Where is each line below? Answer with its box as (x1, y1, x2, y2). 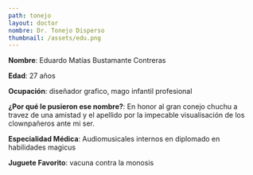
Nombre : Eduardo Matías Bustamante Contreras (8, 56, 166, 65)
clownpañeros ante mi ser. (8, 119, 95, 128)
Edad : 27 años (8, 71, 56, 80)
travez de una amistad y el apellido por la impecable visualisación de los (8, 111, 245, 120)
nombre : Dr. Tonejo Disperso (8, 26, 105, 34)
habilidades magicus (8, 142, 76, 152)
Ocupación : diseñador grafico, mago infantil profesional (8, 87, 193, 96)
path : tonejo (8, 11, 52, 20)
